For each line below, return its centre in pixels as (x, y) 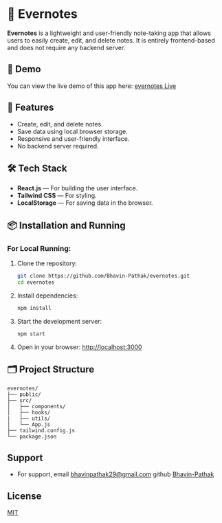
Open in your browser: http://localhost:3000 (79, 347)
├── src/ (20, 401)
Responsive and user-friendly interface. (73, 138)
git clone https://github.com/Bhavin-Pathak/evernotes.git (103, 276)
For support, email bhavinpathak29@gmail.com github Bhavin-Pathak (115, 474)
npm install (34, 308)
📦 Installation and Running (66, 225)
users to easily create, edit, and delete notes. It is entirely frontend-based (111, 40)
